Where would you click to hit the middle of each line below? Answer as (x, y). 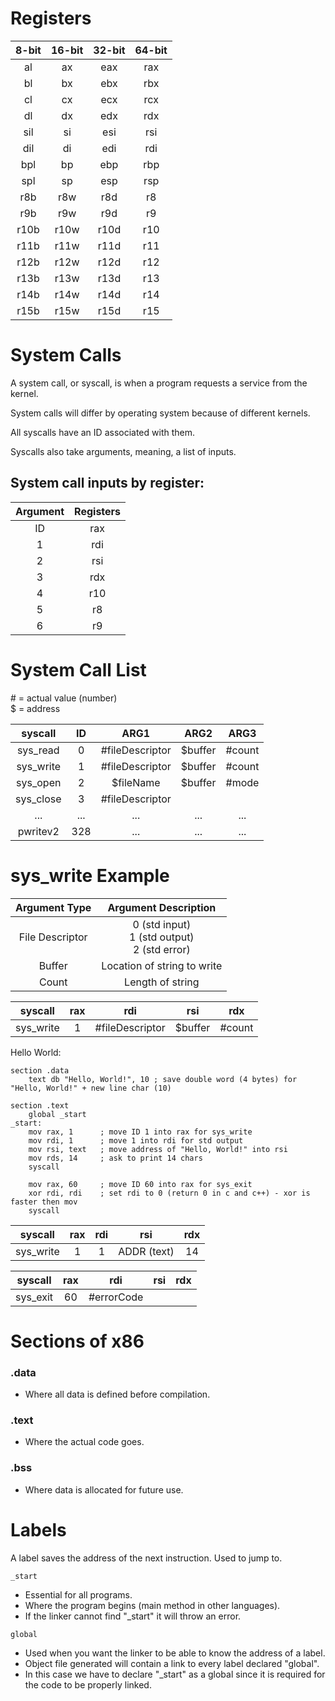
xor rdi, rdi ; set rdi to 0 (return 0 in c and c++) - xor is (169, 1193)
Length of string (162, 982)
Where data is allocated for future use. (104, 1489)
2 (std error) (161, 949)
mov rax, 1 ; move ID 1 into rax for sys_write (140, 1132)
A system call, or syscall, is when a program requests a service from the (159, 383)
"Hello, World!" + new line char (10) (91, 1088)
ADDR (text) (146, 1251)
